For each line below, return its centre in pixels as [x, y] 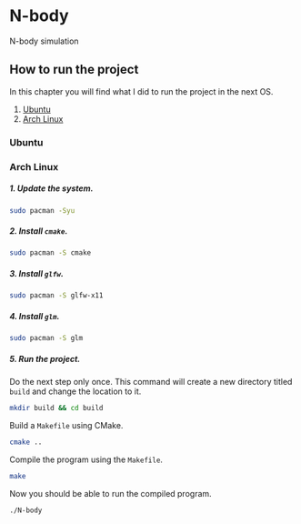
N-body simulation [44, 41]
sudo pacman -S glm [46, 338]
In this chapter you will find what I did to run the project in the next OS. [141, 91]
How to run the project [74, 70]
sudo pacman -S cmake [50, 253]
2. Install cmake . [39, 231]
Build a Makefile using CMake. [66, 425]
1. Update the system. [51, 188]
